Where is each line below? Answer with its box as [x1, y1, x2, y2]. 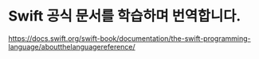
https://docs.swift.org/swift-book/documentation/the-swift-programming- [8, 33, 251, 43]
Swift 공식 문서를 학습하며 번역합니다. [8, 7, 241, 25]
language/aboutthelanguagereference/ [8, 42, 135, 51]
